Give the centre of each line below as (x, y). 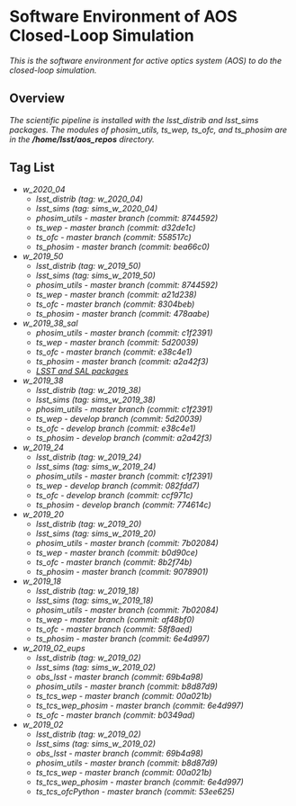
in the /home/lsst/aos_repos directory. (82, 139)
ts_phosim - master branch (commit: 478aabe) (122, 313)
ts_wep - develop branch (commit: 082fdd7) (117, 485)
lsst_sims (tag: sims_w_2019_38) (95, 399)
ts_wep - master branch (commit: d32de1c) (116, 228)
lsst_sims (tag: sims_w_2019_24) (96, 466)
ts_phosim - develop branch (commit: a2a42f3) (124, 437)
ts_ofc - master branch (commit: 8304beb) (115, 304)
